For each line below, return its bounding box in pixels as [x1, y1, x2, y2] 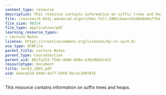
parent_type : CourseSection [5, 52, 63, 58]
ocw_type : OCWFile [5, 44, 43, 48]
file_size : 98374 [5, 21, 41, 26]
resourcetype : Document [5, 62, 54, 67]
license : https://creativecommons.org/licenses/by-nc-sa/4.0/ [5, 39, 136, 44]
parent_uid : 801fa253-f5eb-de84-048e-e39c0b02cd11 [5, 57, 112, 62]
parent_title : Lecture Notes [5, 48, 65, 53]
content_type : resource [5, 7, 54, 12]
